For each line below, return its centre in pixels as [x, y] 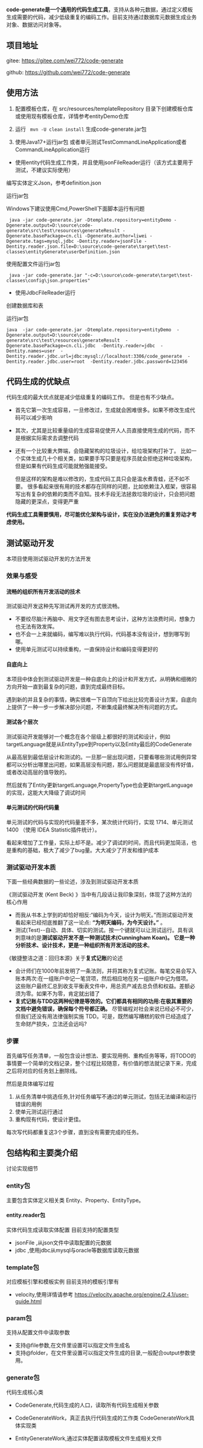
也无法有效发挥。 [36, 627]
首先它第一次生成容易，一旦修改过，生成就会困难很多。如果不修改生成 [102, 410]
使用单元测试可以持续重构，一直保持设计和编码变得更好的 [86, 649]
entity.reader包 [26, 1215]
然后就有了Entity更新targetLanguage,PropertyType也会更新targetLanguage [100, 785]
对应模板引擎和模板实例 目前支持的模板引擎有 [63, 1282]
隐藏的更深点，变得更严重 [47, 501]
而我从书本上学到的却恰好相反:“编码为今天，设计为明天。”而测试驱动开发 [104, 915]
